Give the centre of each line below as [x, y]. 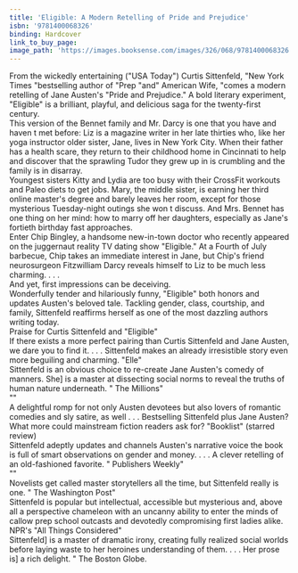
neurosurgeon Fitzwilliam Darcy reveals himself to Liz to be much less [137, 266]
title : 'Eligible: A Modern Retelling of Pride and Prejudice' [129, 17]
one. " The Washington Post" [62, 493]
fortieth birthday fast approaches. [71, 227]
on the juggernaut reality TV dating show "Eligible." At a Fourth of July [138, 247]
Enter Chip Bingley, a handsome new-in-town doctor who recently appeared [149, 237]
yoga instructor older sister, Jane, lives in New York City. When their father [146, 143]
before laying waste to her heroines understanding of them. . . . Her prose [145, 550]
